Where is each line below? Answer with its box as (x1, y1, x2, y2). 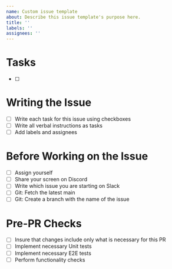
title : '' (6, 19, 31, 25)
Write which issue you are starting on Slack (14, 182, 120, 190)
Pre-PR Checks (6, 217, 82, 230)
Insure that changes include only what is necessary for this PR (14, 236, 166, 243)
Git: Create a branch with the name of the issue (14, 195, 130, 203)
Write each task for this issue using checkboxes (14, 115, 131, 122)
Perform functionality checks (14, 256, 85, 263)
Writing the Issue (6, 96, 92, 109)
